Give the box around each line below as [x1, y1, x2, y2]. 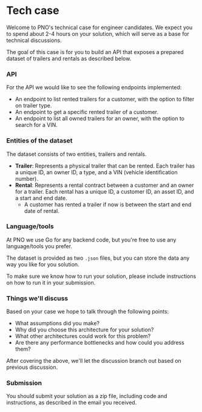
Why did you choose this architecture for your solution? [15, 326, 154, 334]
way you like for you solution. [6, 260, 80, 268]
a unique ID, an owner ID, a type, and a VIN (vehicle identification [15, 168, 178, 176]
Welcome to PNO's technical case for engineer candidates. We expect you [6, 24, 193, 31]
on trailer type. [15, 102, 52, 109]
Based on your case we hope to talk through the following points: [6, 308, 169, 316]
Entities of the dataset [6, 137, 73, 145]
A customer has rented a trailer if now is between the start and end [24, 201, 192, 208]
